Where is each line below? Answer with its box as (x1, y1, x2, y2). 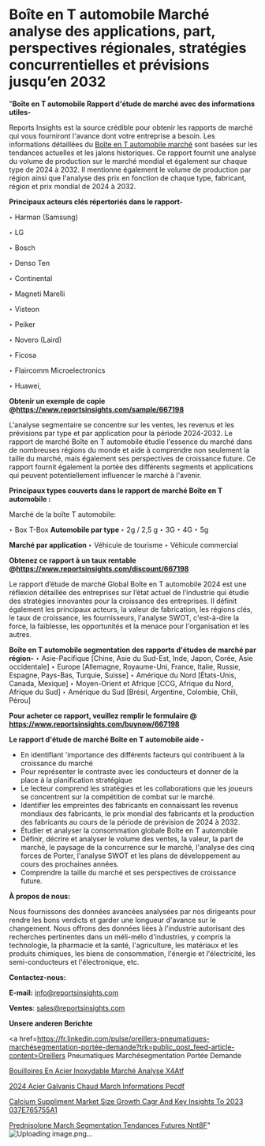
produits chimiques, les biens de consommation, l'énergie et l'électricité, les (9, 948, 256, 958)
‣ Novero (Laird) (9, 335, 62, 344)
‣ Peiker (9, 319, 36, 329)
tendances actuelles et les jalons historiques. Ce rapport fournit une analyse (9, 148, 257, 157)
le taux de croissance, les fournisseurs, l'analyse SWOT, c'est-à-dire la (9, 613, 240, 622)
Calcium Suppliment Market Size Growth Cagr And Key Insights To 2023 (9, 1096, 244, 1106)
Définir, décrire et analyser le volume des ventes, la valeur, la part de (20, 833, 244, 844)
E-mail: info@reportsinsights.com (9, 988, 119, 997)
